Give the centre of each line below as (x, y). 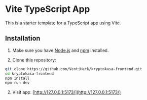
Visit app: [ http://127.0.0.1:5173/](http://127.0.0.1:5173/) (67, 92)
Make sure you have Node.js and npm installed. (60, 50)
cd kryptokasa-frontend (30, 74)
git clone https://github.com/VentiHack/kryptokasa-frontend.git (73, 69)
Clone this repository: (34, 60)
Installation (23, 38)
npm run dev (17, 83)
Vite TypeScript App (48, 9)
